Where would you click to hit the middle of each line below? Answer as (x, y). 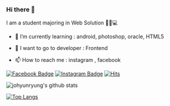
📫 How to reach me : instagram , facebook (68, 60)
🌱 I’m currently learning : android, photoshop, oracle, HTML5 (89, 37)
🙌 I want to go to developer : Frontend (61, 48)
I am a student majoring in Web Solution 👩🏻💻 (62, 23)
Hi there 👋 (21, 10)
